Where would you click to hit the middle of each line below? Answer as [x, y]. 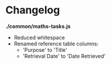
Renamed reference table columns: [56, 44]
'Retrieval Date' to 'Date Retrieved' [64, 56]
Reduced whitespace [39, 37]
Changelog [33, 10]
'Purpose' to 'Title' [45, 49]
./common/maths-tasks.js [38, 26]
